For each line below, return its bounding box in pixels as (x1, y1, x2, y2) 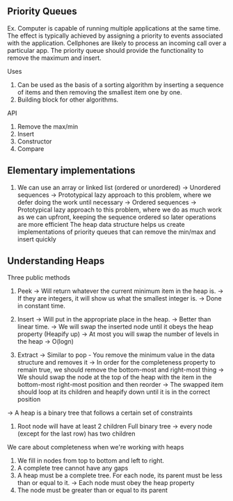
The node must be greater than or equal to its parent (17, 486, 168, 495)
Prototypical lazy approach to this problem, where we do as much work (17, 205, 223, 214)
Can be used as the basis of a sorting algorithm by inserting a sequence (17, 80, 224, 89)
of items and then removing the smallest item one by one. (17, 88, 182, 96)
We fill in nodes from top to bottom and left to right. (17, 456, 165, 465)
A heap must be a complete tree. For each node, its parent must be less (17, 471, 223, 479)
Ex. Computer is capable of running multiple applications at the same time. (7, 24, 221, 32)
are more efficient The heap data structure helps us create (17, 220, 186, 228)
